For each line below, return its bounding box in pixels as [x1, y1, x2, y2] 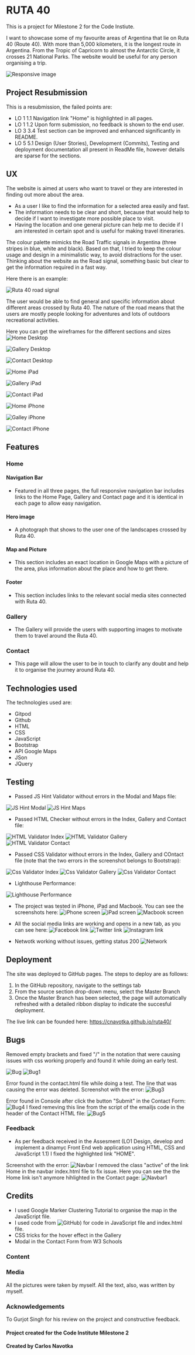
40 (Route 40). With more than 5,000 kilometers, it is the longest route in [6, 41, 182, 48]
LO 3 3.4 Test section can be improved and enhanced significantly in [14, 127, 181, 134]
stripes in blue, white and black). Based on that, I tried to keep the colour [6, 245, 182, 252]
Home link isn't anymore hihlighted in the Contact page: [6, 1174, 141, 1181]
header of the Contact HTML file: [6, 1110, 86, 1117]
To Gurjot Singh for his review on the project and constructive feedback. [6, 1316, 180, 1323]
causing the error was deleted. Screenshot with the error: [6, 1086, 145, 1093]
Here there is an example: [6, 275, 69, 282]
